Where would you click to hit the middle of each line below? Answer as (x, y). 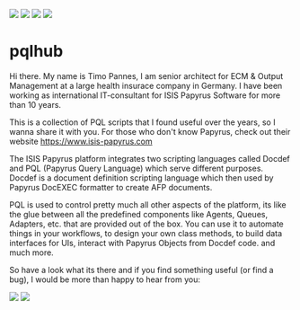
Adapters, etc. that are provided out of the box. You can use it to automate (147, 224)
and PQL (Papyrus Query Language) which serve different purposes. (136, 168)
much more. (31, 252)
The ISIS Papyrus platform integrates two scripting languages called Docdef (150, 158)
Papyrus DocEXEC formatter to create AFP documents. (111, 187)
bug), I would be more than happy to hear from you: (105, 279)
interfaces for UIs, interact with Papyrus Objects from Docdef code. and (142, 243)
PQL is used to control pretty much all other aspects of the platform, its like (148, 204)
